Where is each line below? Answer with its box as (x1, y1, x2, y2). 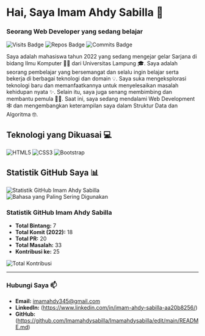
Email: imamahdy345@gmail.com (15, 297, 101, 304)
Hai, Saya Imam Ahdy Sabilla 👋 (6, 5, 164, 20)
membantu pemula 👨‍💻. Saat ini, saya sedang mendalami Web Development (6, 95, 195, 102)
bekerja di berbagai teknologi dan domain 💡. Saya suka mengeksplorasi (6, 75, 187, 82)
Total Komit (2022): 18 (15, 229, 73, 236)
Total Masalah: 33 (15, 241, 62, 249)
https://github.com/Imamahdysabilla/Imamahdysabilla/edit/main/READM (17, 316, 199, 324)
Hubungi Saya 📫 (6, 281, 57, 290)
